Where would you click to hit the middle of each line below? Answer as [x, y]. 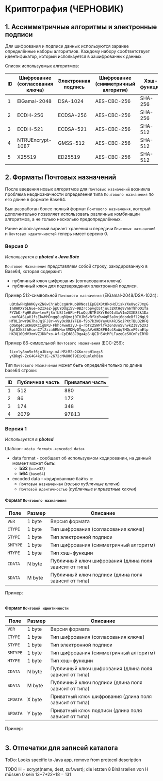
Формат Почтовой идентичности [37, 608]
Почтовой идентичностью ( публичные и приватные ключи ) [78, 489]
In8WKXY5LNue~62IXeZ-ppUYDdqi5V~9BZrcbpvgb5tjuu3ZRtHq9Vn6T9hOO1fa [79, 309]
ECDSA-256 [73, 115]
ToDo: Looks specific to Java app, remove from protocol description [73, 760]
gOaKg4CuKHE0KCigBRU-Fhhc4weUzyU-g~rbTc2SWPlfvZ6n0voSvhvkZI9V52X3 [79, 326]
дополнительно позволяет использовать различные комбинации [73, 214]
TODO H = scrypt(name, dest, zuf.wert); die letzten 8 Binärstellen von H [77, 769]
